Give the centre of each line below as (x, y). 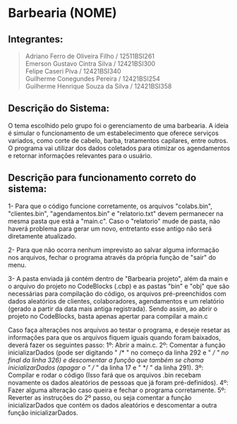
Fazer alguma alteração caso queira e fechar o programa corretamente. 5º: (117, 390)
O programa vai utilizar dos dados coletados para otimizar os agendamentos (119, 148)
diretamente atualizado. (42, 236)
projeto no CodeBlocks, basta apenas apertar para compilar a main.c (108, 316)
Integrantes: (36, 39)
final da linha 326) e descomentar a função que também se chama (106, 360)
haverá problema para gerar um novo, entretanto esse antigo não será (110, 229)
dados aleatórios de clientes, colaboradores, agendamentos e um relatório (116, 301)
